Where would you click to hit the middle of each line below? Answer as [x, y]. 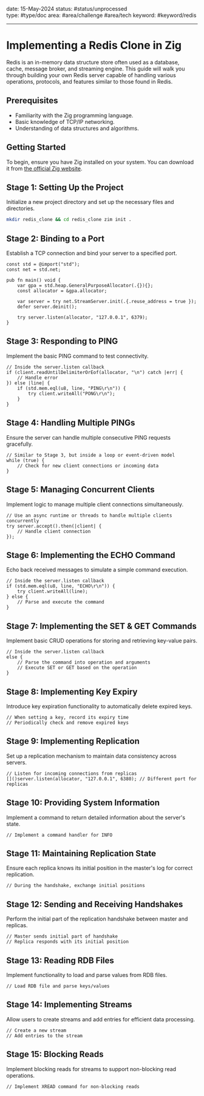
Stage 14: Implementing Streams [69, 1005]
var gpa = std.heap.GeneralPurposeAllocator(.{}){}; [85, 286]
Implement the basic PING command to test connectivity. [77, 356]
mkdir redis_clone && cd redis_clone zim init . [69, 220]
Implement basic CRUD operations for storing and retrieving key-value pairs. [102, 641]
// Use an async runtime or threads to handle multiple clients [89, 516]
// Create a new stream [36, 1030]
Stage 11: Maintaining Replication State [81, 853]
